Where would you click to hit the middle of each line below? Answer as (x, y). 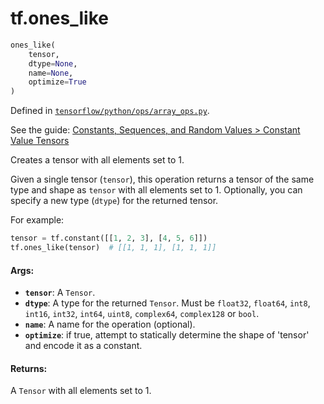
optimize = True (57, 82)
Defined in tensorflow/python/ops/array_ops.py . (110, 111)
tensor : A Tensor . (60, 293)
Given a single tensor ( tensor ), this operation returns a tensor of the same (162, 179)
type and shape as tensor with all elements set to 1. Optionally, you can (156, 190)
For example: (37, 220)
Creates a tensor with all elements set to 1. (97, 160)
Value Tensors (40, 141)
